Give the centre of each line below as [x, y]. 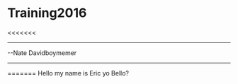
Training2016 [47, 13]
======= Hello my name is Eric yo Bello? [68, 73]
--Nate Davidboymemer [42, 53]
